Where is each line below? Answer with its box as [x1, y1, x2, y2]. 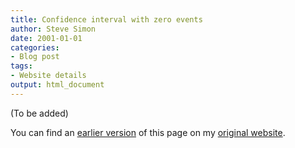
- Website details [10, 71, 87, 81]
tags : [10, 61, 33, 71]
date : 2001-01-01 [10, 33, 83, 43]
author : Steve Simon [10, 24, 97, 34]
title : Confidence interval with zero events [10, 14, 203, 25]
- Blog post [10, 52, 60, 62]
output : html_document [10, 80, 105, 90]
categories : [10, 42, 60, 53]
